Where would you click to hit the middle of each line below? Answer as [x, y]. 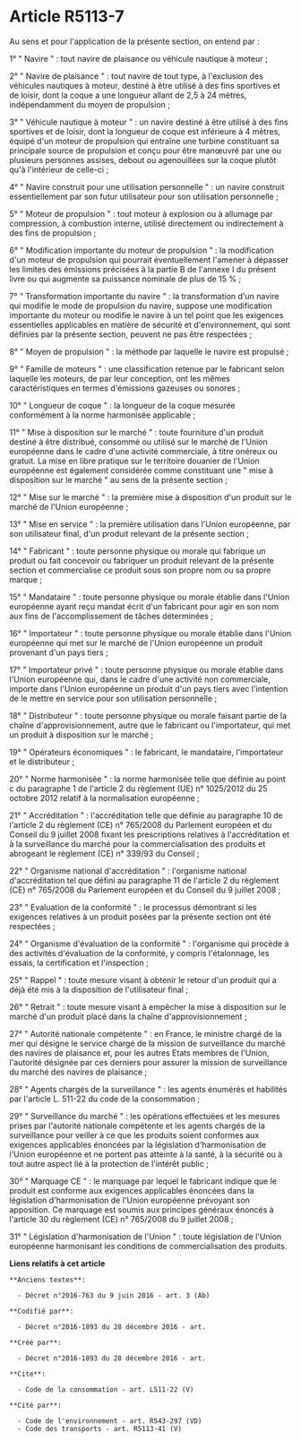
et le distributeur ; [42, 761]
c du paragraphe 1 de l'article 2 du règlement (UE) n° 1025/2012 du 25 [138, 788]
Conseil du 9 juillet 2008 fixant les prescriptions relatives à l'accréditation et [149, 834]
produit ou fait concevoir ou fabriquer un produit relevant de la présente [142, 560]
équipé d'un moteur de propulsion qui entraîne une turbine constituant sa [144, 141]
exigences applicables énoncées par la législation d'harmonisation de [138, 1144]
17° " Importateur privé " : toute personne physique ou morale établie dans [146, 669]
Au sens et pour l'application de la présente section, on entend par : [134, 41]
